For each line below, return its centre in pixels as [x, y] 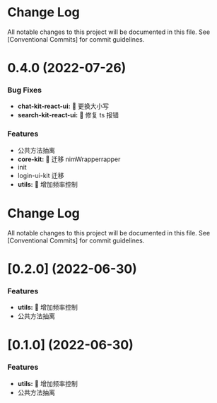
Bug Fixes [25, 90]
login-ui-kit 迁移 [41, 175]
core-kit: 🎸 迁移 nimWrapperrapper [69, 159]
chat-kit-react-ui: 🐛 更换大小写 [63, 106]
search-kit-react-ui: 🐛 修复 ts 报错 [68, 115]
